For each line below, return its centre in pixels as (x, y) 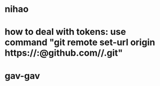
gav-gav (22, 76)
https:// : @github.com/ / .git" (64, 53)
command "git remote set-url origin (80, 43)
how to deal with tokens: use (65, 32)
